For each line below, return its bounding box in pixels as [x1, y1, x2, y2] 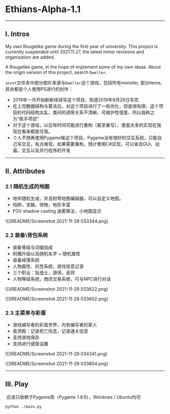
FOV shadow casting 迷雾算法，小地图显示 [12, 208, 102, 214]
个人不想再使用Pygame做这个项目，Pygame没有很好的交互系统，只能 [12, 134, 158, 141]
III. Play [5, 380, 29, 389]
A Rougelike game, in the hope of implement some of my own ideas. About [5, 64, 161, 70]
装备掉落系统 [12, 257, 39, 263]
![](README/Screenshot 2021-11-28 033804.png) [5, 360, 109, 367]
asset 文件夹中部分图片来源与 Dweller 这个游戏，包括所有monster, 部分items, [5, 79, 162, 85]
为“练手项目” [12, 115, 39, 122]
